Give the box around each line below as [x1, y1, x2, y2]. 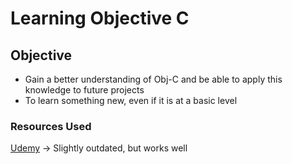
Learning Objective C [10, 7, 190, 30]
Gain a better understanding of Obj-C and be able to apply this [24, 73, 283, 85]
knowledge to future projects [24, 84, 145, 96]
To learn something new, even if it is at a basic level [24, 95, 238, 106]
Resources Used [10, 119, 92, 133]
